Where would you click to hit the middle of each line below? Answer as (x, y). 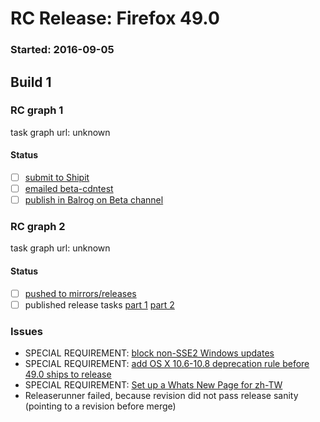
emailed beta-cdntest (69, 189)
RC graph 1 (37, 110)
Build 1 (31, 82)
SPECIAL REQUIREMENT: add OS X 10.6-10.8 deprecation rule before (167, 364)
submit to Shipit (57, 177)
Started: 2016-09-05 (62, 50)
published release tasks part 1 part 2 (99, 304)
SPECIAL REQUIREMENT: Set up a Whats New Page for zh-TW (153, 385)
